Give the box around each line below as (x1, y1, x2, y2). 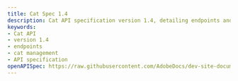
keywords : (7, 23, 37, 30)
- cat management (7, 50, 59, 57)
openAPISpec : (7, 63, 46, 70)
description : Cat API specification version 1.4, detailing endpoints (7, 17, 220, 24)
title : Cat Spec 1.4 (7, 10, 69, 18)
